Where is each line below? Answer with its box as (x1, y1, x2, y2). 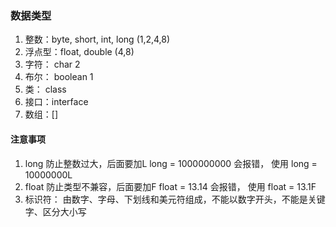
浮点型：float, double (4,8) (24, 46, 135, 58)
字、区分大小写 (24, 205, 87, 217)
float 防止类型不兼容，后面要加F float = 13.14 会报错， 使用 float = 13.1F (24, 180, 317, 192)
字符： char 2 (24, 58, 81, 71)
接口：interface (24, 96, 89, 108)
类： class (24, 83, 67, 96)
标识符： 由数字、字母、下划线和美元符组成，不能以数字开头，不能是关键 (24, 193, 326, 205)
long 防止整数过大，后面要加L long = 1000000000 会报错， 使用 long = (24, 157, 318, 169)
